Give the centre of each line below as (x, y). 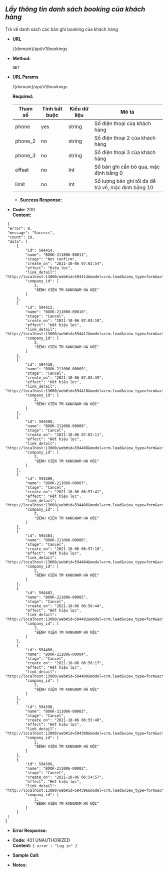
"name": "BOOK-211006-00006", (57, 540)
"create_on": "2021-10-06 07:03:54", (64, 263)
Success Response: (41, 200)
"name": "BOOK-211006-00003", (57, 711)
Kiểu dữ (79, 108)
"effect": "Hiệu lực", (49, 268)
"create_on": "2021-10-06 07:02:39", (64, 378)
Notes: (19, 865)
